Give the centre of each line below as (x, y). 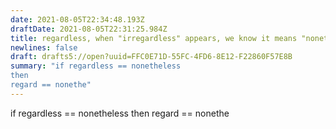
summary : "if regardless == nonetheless (96, 66)
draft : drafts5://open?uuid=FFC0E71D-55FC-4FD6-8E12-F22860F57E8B (151, 57)
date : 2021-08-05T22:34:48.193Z (77, 19)
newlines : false (44, 47)
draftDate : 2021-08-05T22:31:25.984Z (89, 29)
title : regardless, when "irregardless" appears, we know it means (154, 38)
